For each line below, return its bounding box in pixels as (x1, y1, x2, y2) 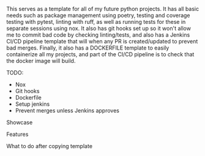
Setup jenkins (15, 100, 50, 108)
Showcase (6, 119, 33, 126)
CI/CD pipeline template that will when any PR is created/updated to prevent (6, 38, 198, 45)
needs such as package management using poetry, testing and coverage (6, 12, 191, 19)
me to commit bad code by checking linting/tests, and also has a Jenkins (6, 31, 190, 39)
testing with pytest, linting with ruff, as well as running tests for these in (6, 18, 186, 25)
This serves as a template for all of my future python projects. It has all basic (6, 6, 199, 12)
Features (6, 131, 29, 138)
